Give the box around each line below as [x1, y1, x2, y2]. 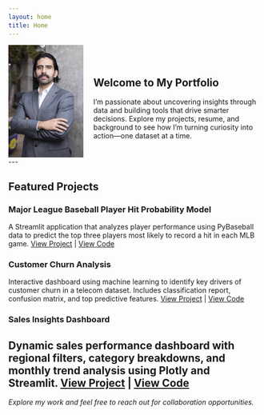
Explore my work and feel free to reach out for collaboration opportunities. [8, 397, 254, 407]
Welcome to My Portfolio [93, 76, 219, 90]
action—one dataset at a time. [93, 131, 192, 141]
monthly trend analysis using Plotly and [8, 364, 210, 377]
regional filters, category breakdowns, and [8, 351, 226, 365]
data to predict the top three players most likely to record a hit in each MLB [8, 230, 255, 240]
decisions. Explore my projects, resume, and [93, 114, 240, 124]
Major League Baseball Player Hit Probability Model [8, 204, 212, 215]
